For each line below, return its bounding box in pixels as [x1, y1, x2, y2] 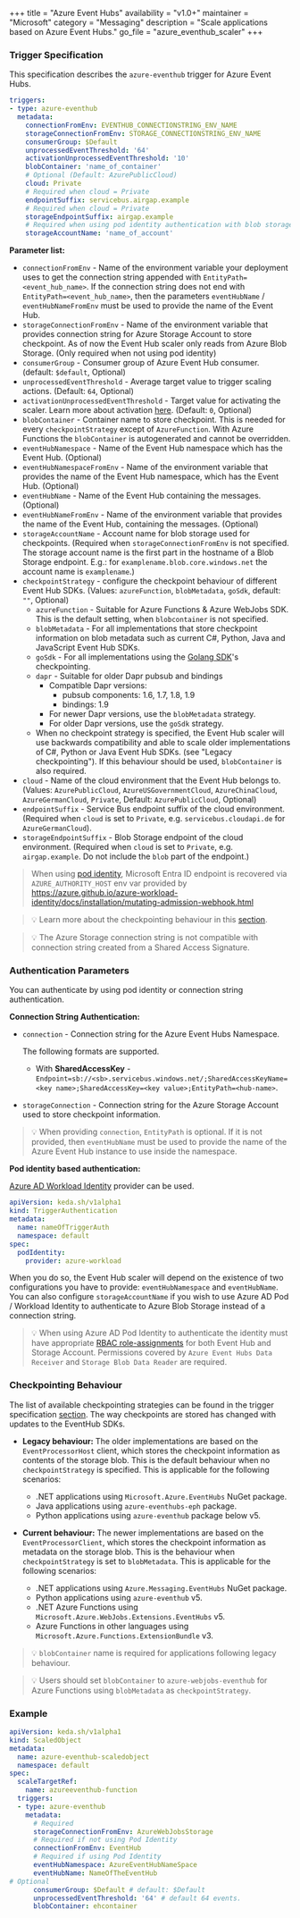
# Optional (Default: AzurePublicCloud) [25, 171, 178, 180]
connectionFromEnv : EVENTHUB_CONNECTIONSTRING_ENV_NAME [25, 121, 238, 130]
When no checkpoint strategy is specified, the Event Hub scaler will [35, 728, 285, 738]
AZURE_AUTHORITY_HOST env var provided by [30, 878, 187, 888]
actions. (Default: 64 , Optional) [21, 386, 134, 397]
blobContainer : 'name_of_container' [25, 163, 162, 172]
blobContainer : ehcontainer [32, 1902, 138, 1911]
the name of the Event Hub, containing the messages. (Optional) [21, 518, 259, 530]
